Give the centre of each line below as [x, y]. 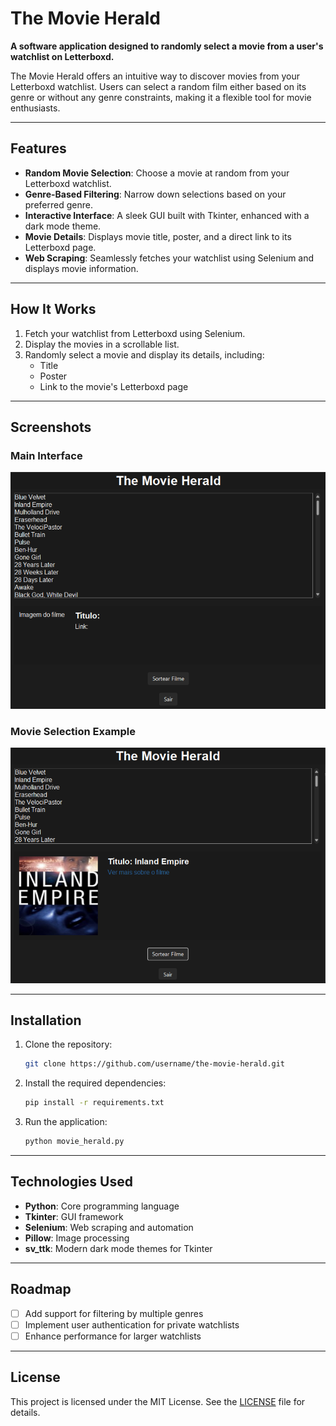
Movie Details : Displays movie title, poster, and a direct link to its [158, 236]
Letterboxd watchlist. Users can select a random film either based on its [158, 86]
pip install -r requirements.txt [94, 1103]
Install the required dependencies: [95, 1083]
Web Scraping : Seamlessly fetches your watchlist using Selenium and [169, 258]
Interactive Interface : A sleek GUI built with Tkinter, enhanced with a [167, 215]
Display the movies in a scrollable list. [102, 344]
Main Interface [46, 455]
